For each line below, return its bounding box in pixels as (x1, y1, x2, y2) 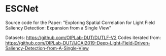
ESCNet (5, 3, 39, 14)
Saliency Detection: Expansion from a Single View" (5, 24, 112, 30)
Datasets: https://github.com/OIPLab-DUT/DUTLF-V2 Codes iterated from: (5, 34, 161, 40)
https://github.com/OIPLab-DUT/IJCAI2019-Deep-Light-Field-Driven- (5, 39, 151, 45)
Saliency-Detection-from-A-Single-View (5, 45, 89, 51)
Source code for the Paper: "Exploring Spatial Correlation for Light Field (5, 19, 155, 25)
